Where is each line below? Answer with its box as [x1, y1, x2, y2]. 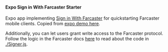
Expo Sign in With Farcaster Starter [5, 4, 82, 10]
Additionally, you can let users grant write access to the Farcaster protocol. [5, 30, 163, 36]
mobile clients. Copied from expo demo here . [5, 21, 101, 27]
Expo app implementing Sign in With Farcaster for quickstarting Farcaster [5, 15, 160, 21]
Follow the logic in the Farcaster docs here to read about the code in [5, 36, 149, 42]
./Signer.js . [5, 41, 28, 47]
